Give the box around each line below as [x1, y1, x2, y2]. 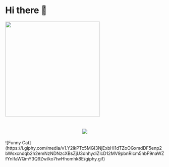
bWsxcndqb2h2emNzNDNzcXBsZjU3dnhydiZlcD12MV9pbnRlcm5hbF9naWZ [5, 150, 164, 156]
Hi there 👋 [5, 5, 47, 16]
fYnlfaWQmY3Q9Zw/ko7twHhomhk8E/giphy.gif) [5, 155, 105, 161]
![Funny [5, 139, 21, 146]
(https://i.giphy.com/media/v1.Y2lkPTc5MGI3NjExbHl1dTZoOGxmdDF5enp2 [5, 145, 162, 151]
